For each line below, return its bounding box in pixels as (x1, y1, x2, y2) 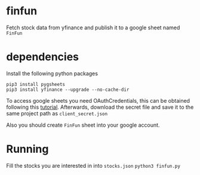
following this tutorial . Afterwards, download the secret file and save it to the (6, 103, 194, 110)
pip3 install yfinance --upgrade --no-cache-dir (6, 87, 130, 93)
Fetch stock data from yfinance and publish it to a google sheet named (6, 24, 180, 31)
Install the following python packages (6, 70, 99, 77)
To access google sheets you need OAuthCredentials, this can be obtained (6, 97, 190, 104)
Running (6, 142, 49, 156)
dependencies (6, 50, 79, 64)
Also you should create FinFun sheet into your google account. (6, 121, 160, 128)
